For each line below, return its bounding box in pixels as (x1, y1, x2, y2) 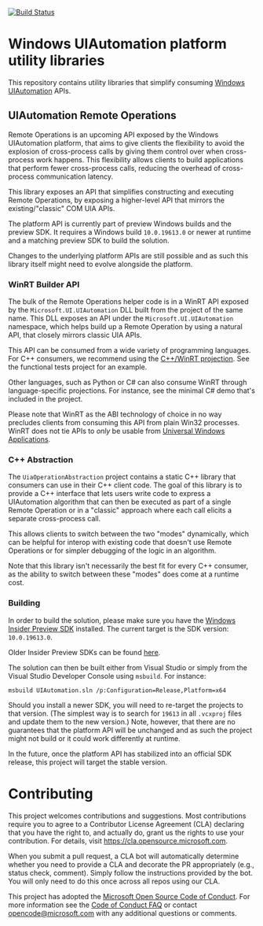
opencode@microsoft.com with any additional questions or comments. (8, 908, 237, 917)
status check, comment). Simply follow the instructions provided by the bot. (8, 868, 254, 877)
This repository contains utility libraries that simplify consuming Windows (8, 77, 246, 87)
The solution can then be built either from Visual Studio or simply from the (8, 662, 247, 672)
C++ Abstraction (8, 454, 74, 465)
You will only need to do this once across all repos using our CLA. (8, 876, 221, 886)
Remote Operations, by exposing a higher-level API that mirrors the (8, 195, 225, 205)
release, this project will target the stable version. (8, 757, 167, 767)
